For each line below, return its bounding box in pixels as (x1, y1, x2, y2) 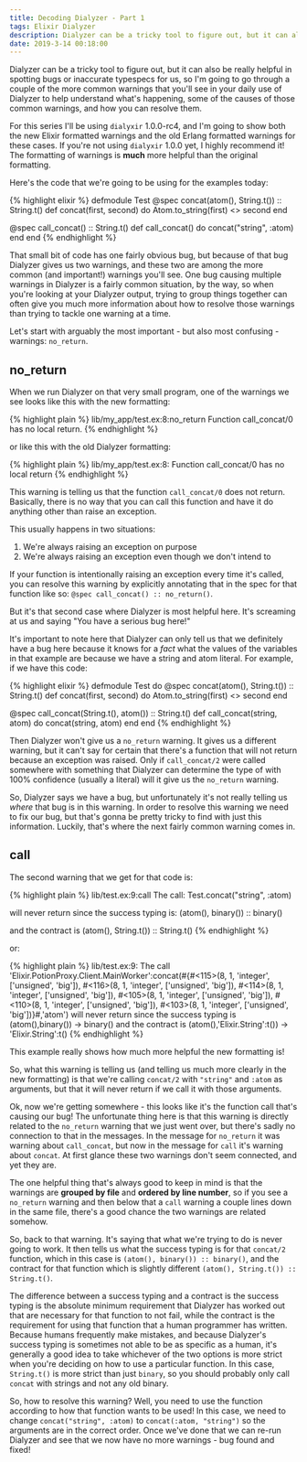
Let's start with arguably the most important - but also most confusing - (9, 326, 280, 337)
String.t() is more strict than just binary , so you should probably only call (9, 1368, 291, 1379)
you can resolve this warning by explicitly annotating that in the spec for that (9, 578, 298, 590)
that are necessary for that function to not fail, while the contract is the (9, 1309, 276, 1320)
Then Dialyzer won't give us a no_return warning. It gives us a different (9, 736, 277, 747)
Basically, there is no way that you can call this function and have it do (9, 496, 274, 508)
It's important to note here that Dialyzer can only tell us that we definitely (9, 633, 283, 645)
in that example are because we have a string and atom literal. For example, (9, 653, 294, 664)
